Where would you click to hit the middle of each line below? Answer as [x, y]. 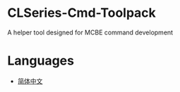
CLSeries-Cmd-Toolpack [82, 13]
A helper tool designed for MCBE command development [90, 32]
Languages [41, 61]
